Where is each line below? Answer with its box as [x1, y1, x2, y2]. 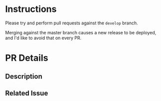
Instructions [5, 3, 57, 15]
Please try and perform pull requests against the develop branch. [5, 20, 138, 26]
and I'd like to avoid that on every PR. [5, 35, 82, 41]
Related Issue [5, 89, 48, 98]
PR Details [5, 52, 48, 64]
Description [5, 72, 42, 81]
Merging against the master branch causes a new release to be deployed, [5, 29, 157, 35]
